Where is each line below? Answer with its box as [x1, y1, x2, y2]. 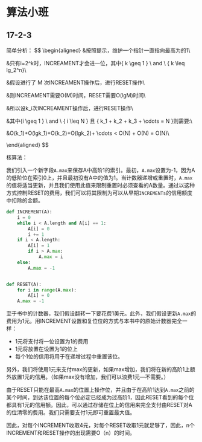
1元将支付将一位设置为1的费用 [14, 338, 89, 345]
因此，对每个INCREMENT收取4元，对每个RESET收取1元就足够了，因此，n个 [6, 421, 195, 429]
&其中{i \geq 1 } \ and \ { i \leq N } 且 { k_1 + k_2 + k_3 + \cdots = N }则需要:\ [6, 117, 193, 125]
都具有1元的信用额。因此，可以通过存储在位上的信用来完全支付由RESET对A [6, 401, 193, 409]
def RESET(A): [6, 281, 42, 287]
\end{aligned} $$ [6, 141, 49, 148]
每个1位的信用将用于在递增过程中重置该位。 [14, 353, 124, 360]
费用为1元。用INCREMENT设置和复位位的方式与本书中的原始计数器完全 [6, 317, 183, 325]
